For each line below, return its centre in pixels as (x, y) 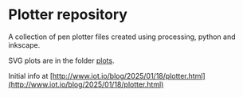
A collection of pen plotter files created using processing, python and (122, 37)
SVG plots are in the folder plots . (61, 60)
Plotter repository (68, 15)
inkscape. (24, 45)
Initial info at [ (31, 76)
